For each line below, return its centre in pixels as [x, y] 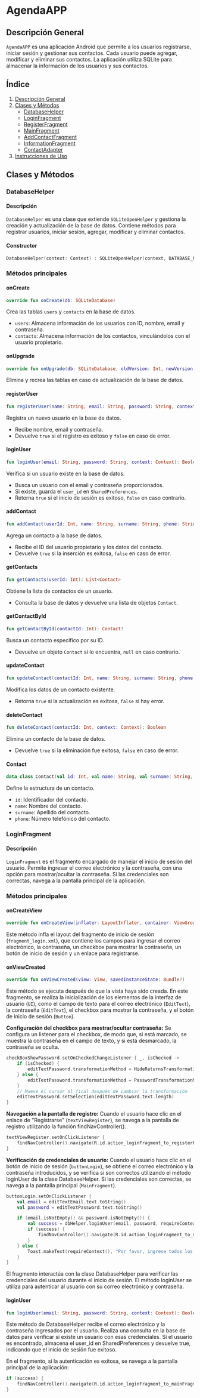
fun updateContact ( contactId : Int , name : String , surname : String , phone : [101, 678]
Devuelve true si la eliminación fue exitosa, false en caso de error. [96, 750]
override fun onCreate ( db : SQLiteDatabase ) [61, 300]
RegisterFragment [46, 124]
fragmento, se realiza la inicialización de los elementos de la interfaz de [94, 997]
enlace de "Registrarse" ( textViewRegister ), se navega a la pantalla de [93, 1120]
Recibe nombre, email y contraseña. [59, 429]
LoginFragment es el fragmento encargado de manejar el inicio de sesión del [99, 862]
